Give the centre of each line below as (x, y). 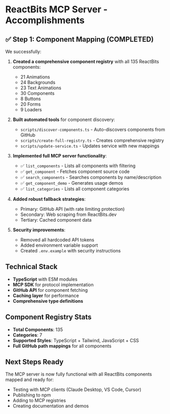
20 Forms (30, 104)
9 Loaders (31, 110)
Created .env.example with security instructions (71, 251)
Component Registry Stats (49, 317)
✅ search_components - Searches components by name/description (91, 177)
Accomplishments (45, 20)
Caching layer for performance (46, 295)
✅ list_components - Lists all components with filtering (78, 166)
